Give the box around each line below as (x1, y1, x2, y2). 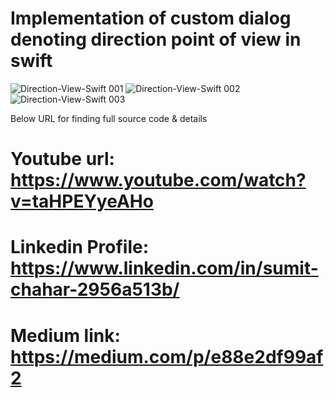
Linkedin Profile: (10, 236, 150, 259)
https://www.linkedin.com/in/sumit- (10, 257, 319, 280)
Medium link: (10, 324, 121, 347)
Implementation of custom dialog (10, 7, 292, 30)
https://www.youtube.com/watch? (10, 169, 307, 192)
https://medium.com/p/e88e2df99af (10, 345, 324, 368)
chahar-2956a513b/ (10, 278, 180, 301)
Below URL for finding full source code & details (10, 112, 208, 124)
